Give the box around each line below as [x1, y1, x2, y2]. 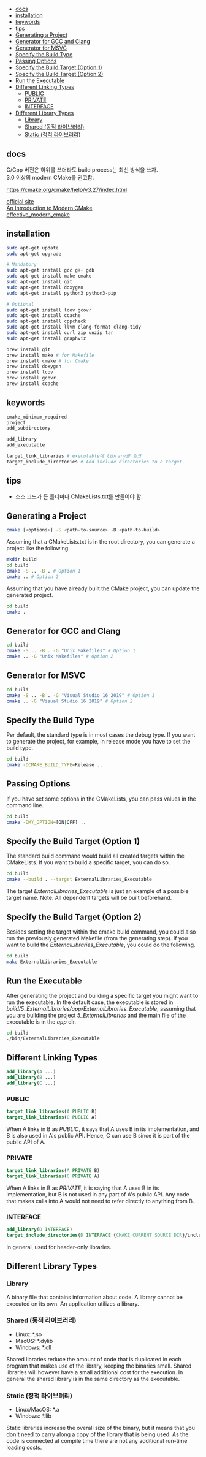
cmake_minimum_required [6, 414, 67, 420]
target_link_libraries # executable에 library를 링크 [6, 453, 142, 459]
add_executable [6, 442, 45, 448]
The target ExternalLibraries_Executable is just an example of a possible [6, 888, 189, 895]
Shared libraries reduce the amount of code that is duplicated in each [6, 1355, 182, 1363]
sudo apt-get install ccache [6, 313, 81, 319]
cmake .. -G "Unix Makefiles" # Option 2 [6, 653, 114, 660]
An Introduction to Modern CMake [6, 204, 93, 211]
